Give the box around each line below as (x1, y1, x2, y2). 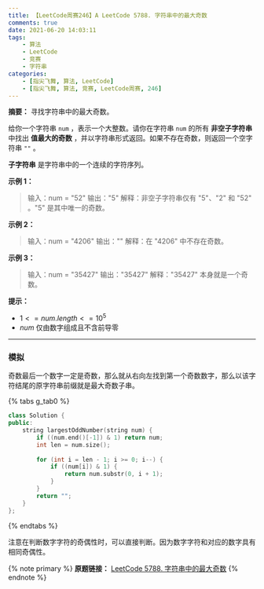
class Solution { (8, 412, 65, 420)
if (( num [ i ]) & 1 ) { (49, 463, 118, 471)
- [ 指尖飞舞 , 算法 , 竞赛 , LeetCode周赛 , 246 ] (22, 84, 163, 93)
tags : (8, 33, 26, 42)
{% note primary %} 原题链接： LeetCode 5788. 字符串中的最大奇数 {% (8, 563, 239, 573)
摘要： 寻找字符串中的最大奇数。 (8, 107, 114, 116)
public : (8, 419, 34, 427)
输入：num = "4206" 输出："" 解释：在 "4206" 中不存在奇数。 (27, 236, 229, 246)
